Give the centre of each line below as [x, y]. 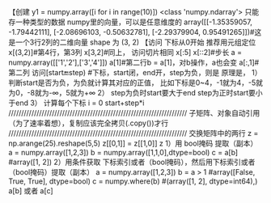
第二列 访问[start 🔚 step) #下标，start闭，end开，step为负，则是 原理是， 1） [135, 72]
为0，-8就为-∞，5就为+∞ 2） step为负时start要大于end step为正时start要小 [135, 93]
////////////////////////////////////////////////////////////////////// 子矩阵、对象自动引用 [134, 113]
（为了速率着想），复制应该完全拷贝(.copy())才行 [89, 123]
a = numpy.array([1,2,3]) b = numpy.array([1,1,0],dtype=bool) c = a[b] [123, 152]
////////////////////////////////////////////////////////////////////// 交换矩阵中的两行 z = [133, 133]
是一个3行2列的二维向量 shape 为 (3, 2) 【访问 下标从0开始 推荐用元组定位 [132, 42]
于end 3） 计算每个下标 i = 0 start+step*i [76, 103]
